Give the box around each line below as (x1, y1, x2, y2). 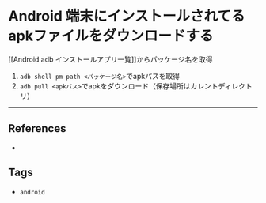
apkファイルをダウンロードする (8, 27, 214, 45)
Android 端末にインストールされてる (8, 7, 245, 25)
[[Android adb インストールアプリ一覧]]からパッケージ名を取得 (8, 55, 213, 64)
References (8, 122, 66, 135)
